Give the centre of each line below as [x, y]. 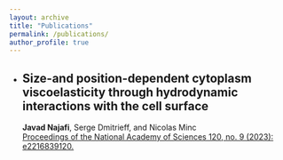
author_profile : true [49, 42]
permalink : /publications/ [59, 34]
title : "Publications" [51, 26]
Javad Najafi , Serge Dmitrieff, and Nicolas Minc [109, 128]
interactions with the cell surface [115, 106]
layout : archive [39, 17]
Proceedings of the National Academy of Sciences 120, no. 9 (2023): [148, 137]
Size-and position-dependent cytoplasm [137, 78]
